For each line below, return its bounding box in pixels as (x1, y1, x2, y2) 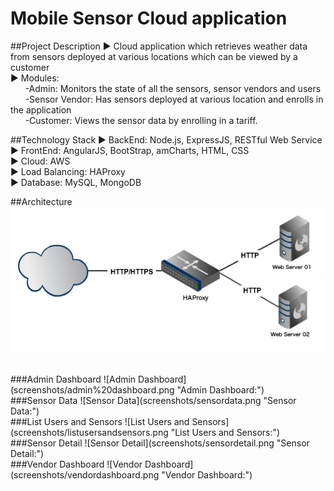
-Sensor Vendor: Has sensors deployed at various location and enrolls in (24, 93, 324, 105)
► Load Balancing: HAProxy (10, 165, 126, 177)
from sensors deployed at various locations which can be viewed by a (10, 50, 298, 62)
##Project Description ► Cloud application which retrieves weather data (10, 40, 308, 52)
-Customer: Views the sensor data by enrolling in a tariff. (24, 114, 258, 126)
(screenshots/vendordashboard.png (10, 468, 160, 481)
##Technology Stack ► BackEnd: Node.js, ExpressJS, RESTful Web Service (10, 133, 323, 146)
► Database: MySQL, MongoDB (10, 176, 142, 188)
